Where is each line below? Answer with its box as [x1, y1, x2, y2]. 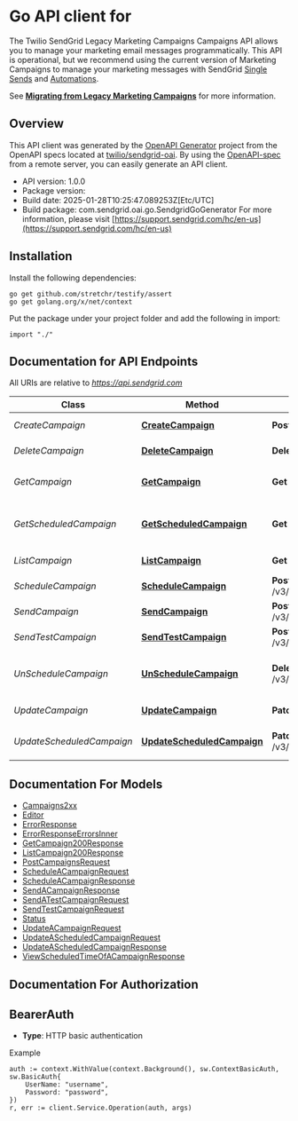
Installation [9, 249, 73, 264]
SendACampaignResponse [21, 885, 121, 896]
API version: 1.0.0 [21, 176, 86, 186]
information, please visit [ [21, 213, 115, 224]
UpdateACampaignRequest [21, 923, 122, 934]
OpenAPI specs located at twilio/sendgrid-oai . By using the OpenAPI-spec [9, 149, 281, 160]
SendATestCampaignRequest [21, 895, 129, 905]
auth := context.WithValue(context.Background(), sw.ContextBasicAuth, [9, 1065, 279, 1074]
